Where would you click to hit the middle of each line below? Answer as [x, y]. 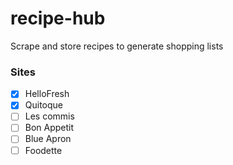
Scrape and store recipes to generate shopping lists [117, 46]
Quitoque [44, 105]
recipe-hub [58, 18]
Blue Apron [48, 139]
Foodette [43, 150]
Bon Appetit [49, 128]
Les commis [49, 116]
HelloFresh [47, 94]
